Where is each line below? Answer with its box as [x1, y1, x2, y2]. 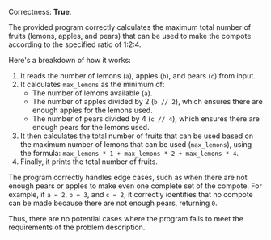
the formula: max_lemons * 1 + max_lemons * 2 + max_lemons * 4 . [19, 149, 239, 158]
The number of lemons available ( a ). [32, 88, 153, 98]
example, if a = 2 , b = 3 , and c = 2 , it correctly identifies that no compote [8, 190, 253, 199]
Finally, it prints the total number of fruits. [19, 157, 158, 166]
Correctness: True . [8, 7, 72, 16]
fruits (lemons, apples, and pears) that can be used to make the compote [8, 32, 252, 40]
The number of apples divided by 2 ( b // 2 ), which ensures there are [32, 97, 263, 106]
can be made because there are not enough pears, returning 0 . [8, 198, 218, 208]
